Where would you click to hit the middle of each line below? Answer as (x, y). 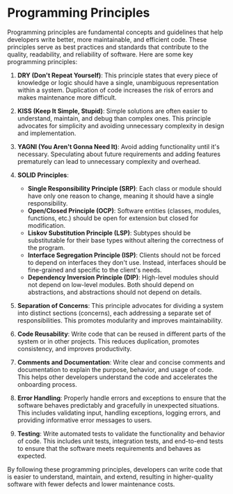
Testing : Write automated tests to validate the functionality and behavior (121, 433)
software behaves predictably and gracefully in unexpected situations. (118, 405)
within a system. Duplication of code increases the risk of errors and (115, 90)
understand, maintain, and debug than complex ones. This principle (114, 118)
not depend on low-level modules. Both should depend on (111, 284)
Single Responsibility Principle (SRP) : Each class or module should (124, 188)
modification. (47, 225)
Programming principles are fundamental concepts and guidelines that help (115, 32)
